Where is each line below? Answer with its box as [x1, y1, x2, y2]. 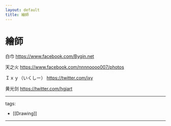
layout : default [5, 7, 40, 13]
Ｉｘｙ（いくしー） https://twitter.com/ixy [5, 75, 93, 81]
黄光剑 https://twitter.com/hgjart [5, 86, 73, 92]
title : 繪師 [5, 12, 29, 17]
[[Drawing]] [12, 110, 37, 117]
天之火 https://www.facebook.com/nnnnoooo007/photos [5, 64, 125, 70]
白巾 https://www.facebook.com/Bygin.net [5, 53, 94, 59]
